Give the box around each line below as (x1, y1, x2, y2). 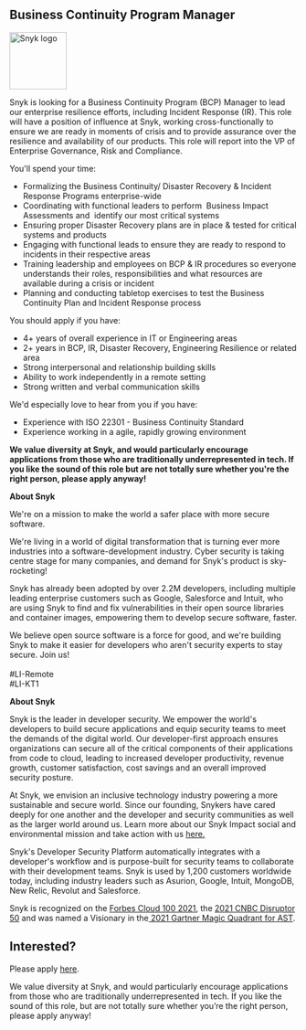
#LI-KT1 (9, 678, 39, 689)
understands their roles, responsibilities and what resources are (22, 268, 263, 279)
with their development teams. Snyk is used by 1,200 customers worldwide (9, 865, 292, 876)
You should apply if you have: (9, 314, 121, 325)
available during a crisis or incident (22, 278, 155, 289)
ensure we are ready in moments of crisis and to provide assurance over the (9, 125, 297, 136)
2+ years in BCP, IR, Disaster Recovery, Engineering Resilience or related (22, 342, 297, 353)
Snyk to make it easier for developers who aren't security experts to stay (9, 639, 283, 650)
